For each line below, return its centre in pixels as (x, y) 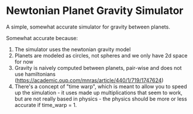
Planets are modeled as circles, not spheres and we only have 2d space (101, 55)
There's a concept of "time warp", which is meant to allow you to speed (101, 86)
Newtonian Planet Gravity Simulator (95, 11)
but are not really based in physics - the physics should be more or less (101, 99)
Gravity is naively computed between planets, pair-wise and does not (98, 67)
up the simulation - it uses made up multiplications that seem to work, (98, 92)
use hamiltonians (35, 74)
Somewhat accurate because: (42, 38)
